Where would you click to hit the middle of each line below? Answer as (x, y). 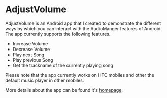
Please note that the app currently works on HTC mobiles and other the (80, 75)
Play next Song (28, 55)
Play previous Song (33, 60)
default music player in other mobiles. (45, 80)
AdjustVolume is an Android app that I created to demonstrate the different (83, 23)
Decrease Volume (31, 49)
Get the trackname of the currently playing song (63, 65)
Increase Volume (30, 43)
